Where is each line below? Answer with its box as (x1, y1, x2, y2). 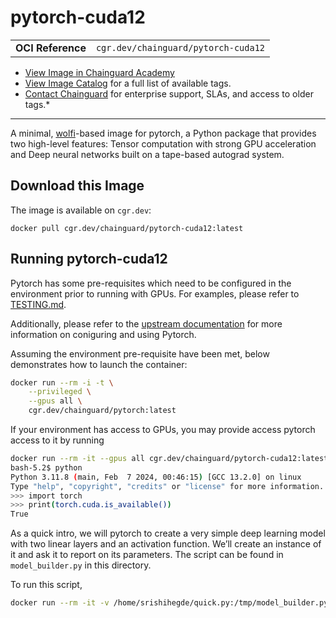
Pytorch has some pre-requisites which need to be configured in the (10, 277, 292, 289)
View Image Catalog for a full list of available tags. (24, 77, 232, 89)
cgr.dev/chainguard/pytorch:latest (28, 406, 177, 416)
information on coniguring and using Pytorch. (10, 328, 197, 340)
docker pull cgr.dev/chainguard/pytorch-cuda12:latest (10, 223, 244, 233)
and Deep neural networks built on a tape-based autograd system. (10, 148, 285, 160)
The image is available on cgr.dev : (10, 204, 152, 216)
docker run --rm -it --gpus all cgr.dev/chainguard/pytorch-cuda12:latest (10, 454, 329, 464)
